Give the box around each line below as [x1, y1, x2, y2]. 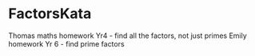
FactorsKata [8, 5, 92, 23]
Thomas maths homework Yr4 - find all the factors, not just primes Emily [8, 31, 248, 40]
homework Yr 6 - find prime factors [8, 39, 126, 48]
